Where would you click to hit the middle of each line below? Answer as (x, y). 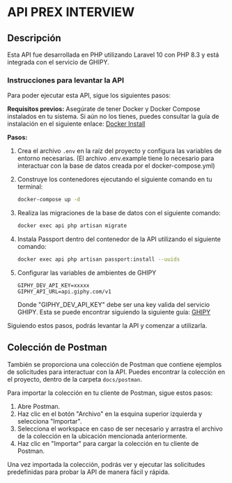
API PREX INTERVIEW (71, 12)
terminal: (30, 187)
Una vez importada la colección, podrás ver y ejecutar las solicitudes (106, 464)
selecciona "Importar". (49, 421)
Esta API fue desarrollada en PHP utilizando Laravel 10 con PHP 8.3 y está (113, 55)
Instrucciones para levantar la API (65, 80)
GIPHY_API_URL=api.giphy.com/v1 (64, 291)
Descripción (34, 38)
